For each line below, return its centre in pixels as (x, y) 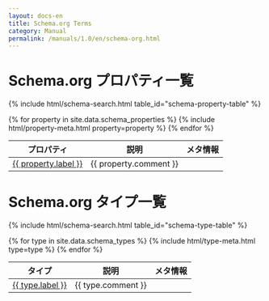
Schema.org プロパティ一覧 (101, 81)
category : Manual (38, 31)
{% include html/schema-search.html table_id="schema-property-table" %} (135, 104)
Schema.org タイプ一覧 (88, 202)
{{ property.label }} (48, 164)
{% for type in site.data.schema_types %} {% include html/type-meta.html (132, 241)
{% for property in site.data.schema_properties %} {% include (112, 120)
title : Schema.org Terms (50, 23)
